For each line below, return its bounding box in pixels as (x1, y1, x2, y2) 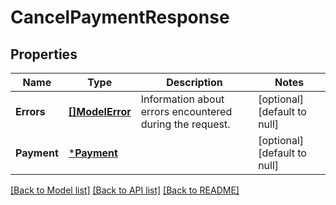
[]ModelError (68, 105, 132, 118)
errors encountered (140, 105, 233, 118)
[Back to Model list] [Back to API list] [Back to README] (10, 184, 240, 196)
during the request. (140, 117, 231, 131)
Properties (10, 46, 78, 63)
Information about (140, 92, 225, 106)
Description (166, 76, 223, 89)
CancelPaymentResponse (10, 6, 230, 29)
